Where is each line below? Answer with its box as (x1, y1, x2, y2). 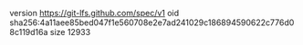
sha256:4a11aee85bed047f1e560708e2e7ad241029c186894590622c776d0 (9, 17, 295, 28)
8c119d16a (9, 27, 48, 37)
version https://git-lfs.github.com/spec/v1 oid (9, 8, 180, 18)
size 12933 (49, 27, 91, 37)
